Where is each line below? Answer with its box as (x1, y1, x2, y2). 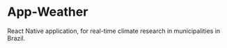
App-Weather (7, 4, 88, 20)
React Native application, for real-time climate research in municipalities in (7, 27, 221, 35)
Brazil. (7, 34, 26, 42)
